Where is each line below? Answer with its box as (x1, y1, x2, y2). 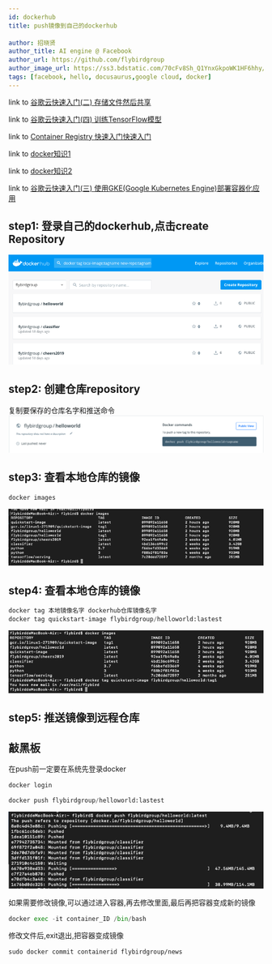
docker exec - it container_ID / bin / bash (8, 915, 147, 923)
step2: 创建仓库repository (8, 382, 141, 396)
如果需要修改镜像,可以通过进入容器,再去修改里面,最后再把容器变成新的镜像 (8, 898, 257, 907)
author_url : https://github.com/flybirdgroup (8, 56, 164, 64)
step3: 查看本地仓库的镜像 (8, 471, 140, 484)
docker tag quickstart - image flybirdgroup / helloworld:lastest (8, 615, 223, 623)
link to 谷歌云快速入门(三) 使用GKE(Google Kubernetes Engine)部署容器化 (8, 183, 253, 193)
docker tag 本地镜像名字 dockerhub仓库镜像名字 (8, 607, 158, 615)
